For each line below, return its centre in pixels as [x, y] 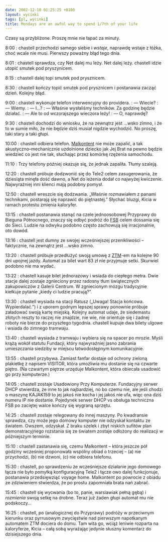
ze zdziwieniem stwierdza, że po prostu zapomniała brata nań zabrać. [77, 483]
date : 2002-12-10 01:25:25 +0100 [40, 10]
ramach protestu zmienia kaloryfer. [41, 205]
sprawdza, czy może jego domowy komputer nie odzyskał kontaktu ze [78, 420]
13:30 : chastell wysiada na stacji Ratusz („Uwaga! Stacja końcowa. [74, 301]
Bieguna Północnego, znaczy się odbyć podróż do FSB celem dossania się [82, 220]
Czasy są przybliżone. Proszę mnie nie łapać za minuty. [63, 38]
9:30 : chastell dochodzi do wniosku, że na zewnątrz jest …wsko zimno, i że [83, 123]
